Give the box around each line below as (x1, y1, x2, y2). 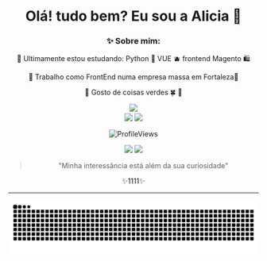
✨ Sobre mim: (106, 36, 161, 47)
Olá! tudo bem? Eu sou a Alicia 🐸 (25, 7, 242, 25)
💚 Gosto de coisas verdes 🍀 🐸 (84, 87, 183, 98)
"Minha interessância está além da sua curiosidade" (58, 161, 229, 171)
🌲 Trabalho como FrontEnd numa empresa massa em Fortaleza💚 (28, 72, 239, 82)
